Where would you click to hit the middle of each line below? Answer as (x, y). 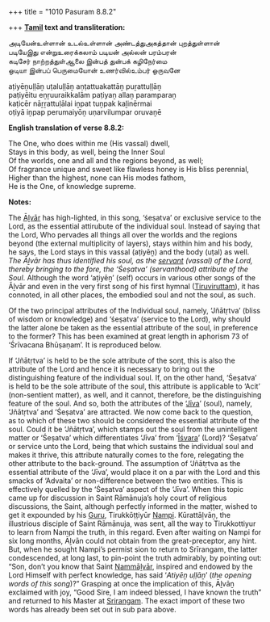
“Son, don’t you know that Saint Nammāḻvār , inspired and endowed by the (131, 566)
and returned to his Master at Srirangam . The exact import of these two (127, 601)
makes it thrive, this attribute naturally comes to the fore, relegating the (126, 455)
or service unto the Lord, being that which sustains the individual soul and (131, 446)
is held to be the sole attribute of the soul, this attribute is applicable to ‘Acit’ (134, 386)
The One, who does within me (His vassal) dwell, (89, 143)
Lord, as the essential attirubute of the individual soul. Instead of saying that (134, 226)
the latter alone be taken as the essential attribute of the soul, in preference (133, 328)
